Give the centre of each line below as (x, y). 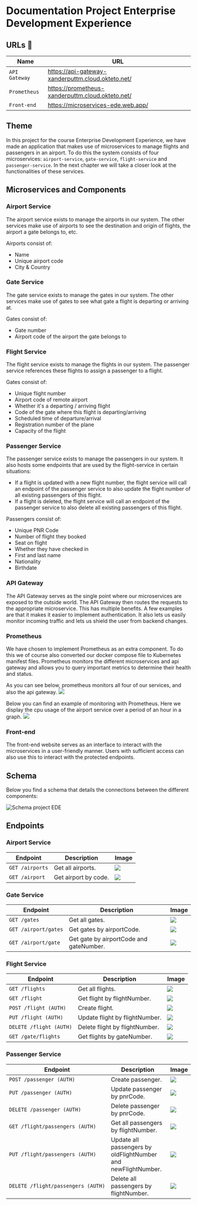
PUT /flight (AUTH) (36, 1018)
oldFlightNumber (134, 1154)
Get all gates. (87, 920)
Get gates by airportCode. (105, 930)
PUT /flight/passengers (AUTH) (53, 1154)
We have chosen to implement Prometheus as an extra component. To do (95, 649)
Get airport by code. (81, 877)
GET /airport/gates (36, 930)
